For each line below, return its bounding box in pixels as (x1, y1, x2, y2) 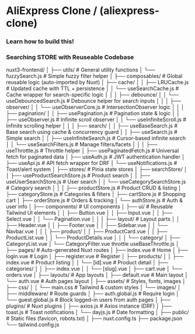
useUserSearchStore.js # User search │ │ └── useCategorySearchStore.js (6, 178, 186, 185)
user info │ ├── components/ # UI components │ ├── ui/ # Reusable (6, 203, 173, 210)
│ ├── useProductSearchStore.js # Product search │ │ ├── (6, 172, 151, 179)
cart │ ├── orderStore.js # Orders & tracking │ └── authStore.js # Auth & (6, 197, 183, 204)
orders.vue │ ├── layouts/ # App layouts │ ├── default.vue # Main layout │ (6, 271, 189, 278)
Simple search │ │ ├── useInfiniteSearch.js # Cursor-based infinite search (6, 135, 186, 142)
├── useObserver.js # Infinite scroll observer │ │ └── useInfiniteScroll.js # (6, 116, 187, 123)
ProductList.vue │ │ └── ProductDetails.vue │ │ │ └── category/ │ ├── (6, 234, 180, 241)
